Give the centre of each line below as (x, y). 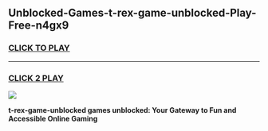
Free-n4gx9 (39, 26)
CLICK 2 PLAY (36, 78)
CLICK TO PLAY (39, 48)
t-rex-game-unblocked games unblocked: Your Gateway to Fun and (122, 110)
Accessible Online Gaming (53, 118)
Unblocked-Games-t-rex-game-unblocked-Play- (132, 13)
